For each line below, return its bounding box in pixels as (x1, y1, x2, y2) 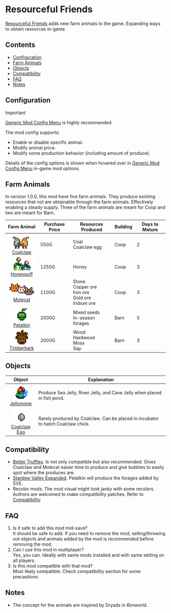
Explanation (88, 377, 114, 383)
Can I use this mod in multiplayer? (12, 546, 84, 552)
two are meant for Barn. (5, 210, 55, 216)
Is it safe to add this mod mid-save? (12, 525, 88, 531)
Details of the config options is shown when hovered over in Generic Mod (5, 159, 160, 166)
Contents (5, 41, 36, 49)
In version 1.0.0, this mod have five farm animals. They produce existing (5, 194, 155, 200)
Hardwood (73, 335, 95, 341)
